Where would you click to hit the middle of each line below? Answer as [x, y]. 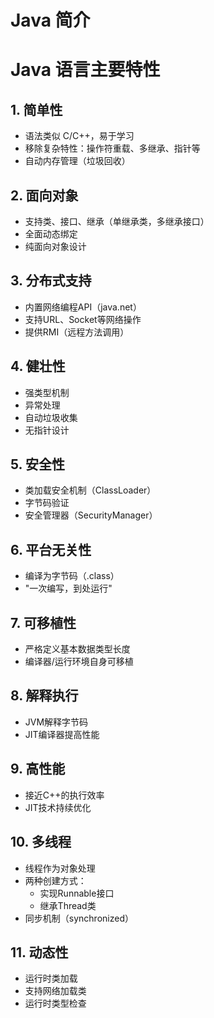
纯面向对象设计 [55, 246]
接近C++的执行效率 [64, 795]
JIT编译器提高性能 [62, 734]
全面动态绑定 [51, 234]
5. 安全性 [37, 464]
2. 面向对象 [44, 195]
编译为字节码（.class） [72, 576]
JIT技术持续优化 [58, 807]
